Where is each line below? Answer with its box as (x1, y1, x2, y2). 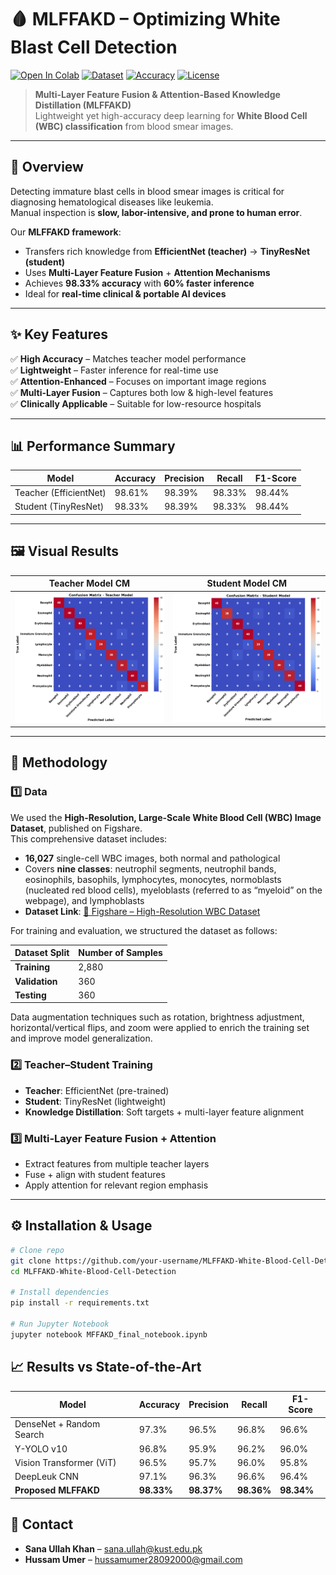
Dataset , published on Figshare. (10, 822, 143, 834)
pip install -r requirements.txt (10, 1298, 150, 1308)
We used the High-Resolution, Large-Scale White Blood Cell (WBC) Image (10, 811, 322, 823)
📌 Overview (10, 159, 84, 176)
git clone (10, 1256, 52, 1266)
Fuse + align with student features (24, 1169, 166, 1181)
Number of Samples (78, 947, 163, 959)
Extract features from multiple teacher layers (24, 1158, 210, 1170)
